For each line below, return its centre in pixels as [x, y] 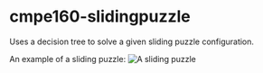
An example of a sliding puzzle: [68, 59]
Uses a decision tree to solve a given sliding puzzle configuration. [132, 41]
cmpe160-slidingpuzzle [100, 17]
